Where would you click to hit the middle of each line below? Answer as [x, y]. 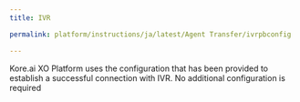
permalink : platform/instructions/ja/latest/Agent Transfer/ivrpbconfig [150, 34]
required [26, 87]
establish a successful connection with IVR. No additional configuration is [147, 77]
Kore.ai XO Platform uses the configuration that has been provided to [139, 68]
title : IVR [30, 18]
